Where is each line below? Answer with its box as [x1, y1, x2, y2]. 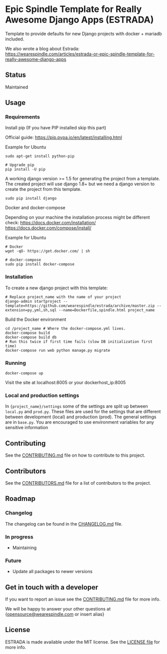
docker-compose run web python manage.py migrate [5, 348, 111, 353]
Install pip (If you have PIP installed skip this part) [5, 125, 106, 131]
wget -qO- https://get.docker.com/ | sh [5, 249, 91, 254]
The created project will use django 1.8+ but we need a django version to [5, 181, 155, 187]
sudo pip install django [5, 196, 57, 201]
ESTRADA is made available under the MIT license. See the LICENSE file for [5, 639, 161, 645]
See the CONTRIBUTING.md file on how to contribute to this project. [5, 452, 146, 458]
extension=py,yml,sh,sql [5, 307, 57, 313]
